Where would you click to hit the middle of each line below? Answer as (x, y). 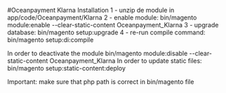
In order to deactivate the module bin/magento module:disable (98, 53)
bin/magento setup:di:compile (51, 40)
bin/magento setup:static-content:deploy (67, 68)
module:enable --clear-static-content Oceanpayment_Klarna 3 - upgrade (113, 25)
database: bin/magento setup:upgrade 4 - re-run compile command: (106, 32)
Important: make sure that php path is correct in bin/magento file (101, 82)
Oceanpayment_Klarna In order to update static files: (126, 61)
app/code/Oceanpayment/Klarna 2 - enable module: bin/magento (102, 17)
